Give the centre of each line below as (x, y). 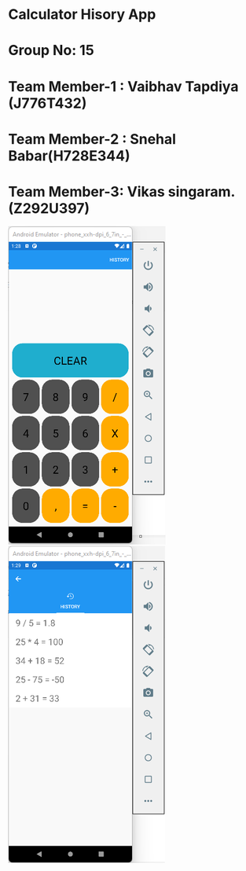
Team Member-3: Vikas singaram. (122, 191)
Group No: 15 (51, 51)
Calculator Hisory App (82, 15)
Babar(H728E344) (69, 156)
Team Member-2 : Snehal (92, 139)
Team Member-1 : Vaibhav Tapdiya (123, 86)
